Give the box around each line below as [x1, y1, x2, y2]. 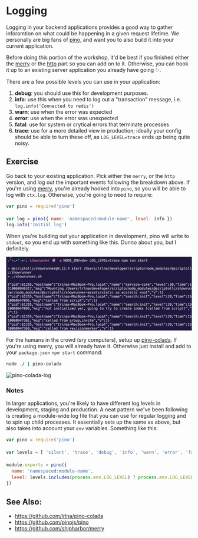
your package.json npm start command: [6, 349, 103, 356]
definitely [6, 245, 29, 252]
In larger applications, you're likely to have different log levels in [6, 400, 161, 407]
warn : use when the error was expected [14, 108, 113, 115]
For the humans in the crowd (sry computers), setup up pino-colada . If [6, 336, 177, 344]
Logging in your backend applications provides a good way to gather [6, 24, 173, 31]
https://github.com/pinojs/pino [14, 519, 89, 526]
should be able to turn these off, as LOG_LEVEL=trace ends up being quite [14, 133, 190, 140]
